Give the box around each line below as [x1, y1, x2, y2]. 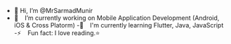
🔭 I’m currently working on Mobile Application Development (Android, [13, 14, 220, 22]
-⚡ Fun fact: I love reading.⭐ [13, 29, 100, 37]
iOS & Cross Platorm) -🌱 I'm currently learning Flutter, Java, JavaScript [13, 21, 224, 29]
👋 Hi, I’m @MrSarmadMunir [13, 7, 93, 14]
